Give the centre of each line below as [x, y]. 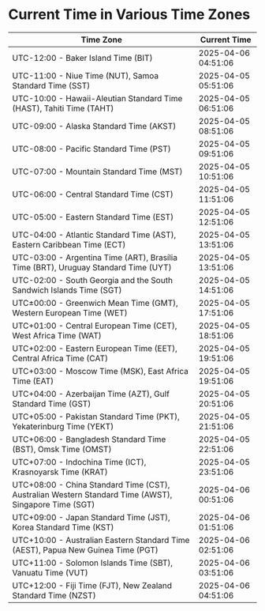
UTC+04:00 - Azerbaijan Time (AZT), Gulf [91, 394]
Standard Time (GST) [52, 403]
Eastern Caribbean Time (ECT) [69, 244]
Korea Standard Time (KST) [63, 527]
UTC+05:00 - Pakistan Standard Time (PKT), [96, 417]
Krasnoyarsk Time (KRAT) [60, 472]
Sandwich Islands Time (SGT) [67, 290]
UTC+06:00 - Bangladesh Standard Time [89, 439]
